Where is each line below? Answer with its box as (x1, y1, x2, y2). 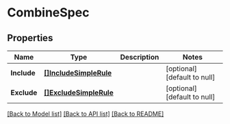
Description (120, 53, 159, 62)
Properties (7, 32, 53, 44)
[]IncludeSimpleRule (44, 69, 112, 77)
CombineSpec (7, 5, 90, 21)
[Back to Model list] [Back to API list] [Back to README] (7, 110, 164, 118)
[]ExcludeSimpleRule (44, 88, 114, 97)
